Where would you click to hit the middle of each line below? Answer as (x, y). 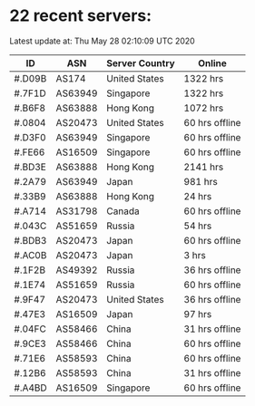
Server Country (141, 63)
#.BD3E (30, 167)
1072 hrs (204, 108)
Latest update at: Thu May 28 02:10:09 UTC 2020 (102, 41)
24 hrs (198, 196)
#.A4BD (30, 388)
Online (212, 63)
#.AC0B (30, 255)
